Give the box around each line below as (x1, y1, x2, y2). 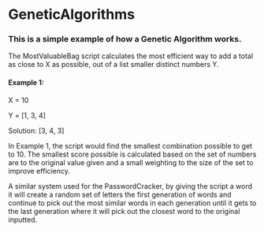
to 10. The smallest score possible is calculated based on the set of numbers (8, 149, 257, 159)
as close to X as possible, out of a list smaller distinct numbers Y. (8, 60, 219, 69)
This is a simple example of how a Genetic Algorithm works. (8, 34, 242, 45)
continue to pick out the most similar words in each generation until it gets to (8, 198, 257, 208)
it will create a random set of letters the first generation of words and (8, 190, 232, 199)
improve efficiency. (8, 166, 71, 175)
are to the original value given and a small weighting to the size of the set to (8, 157, 254, 167)
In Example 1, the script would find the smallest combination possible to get (8, 141, 253, 150)
